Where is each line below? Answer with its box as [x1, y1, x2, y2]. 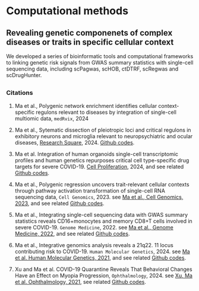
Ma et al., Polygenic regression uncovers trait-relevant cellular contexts [14, 181, 189, 188]
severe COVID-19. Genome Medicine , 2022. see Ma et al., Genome [14, 223, 173, 231]
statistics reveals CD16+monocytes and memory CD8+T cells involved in [14, 218, 193, 225]
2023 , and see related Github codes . [14, 200, 105, 207]
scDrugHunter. [6, 72, 42, 78]
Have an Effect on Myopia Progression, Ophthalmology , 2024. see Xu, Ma [14, 271, 193, 279]
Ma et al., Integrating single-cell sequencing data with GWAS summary [14, 211, 188, 218]
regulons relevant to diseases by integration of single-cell [35, 108, 177, 116]
